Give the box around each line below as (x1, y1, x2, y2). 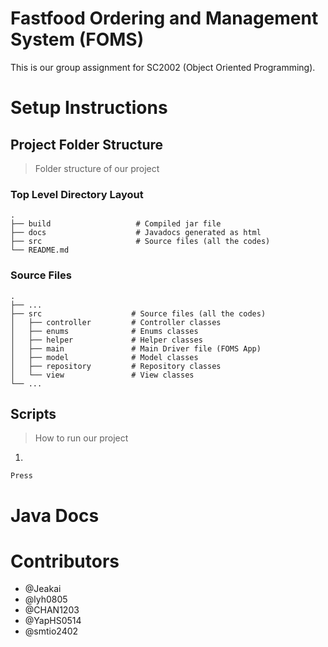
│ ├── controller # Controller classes (10, 317, 222, 327)
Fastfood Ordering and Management (10, 7, 319, 30)
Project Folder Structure (10, 136, 164, 153)
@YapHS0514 (24, 615, 82, 627)
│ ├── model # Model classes (10, 352, 199, 362)
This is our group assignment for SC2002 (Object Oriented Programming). (10, 61, 316, 73)
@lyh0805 (24, 593, 68, 606)
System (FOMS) (10, 28, 145, 51)
